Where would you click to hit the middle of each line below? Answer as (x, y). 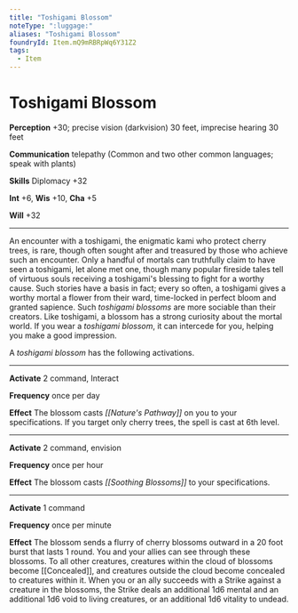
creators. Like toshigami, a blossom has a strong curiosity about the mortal (145, 316)
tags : (19, 51)
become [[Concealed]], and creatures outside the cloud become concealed (147, 570)
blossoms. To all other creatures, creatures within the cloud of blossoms (141, 561)
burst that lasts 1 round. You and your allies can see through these (130, 552)
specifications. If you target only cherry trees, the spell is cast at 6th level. (145, 422)
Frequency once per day (55, 395)
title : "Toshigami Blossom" (61, 17)
